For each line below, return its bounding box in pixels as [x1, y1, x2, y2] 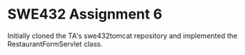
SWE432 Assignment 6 [7, 5, 163, 23]
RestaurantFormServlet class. [7, 39, 103, 48]
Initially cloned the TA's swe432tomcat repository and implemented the [7, 31, 238, 40]
